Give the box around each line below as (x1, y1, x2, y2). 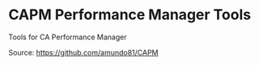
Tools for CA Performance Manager (8, 32, 127, 42)
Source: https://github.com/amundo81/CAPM (8, 47, 159, 57)
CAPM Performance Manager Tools (8, 6, 252, 24)
